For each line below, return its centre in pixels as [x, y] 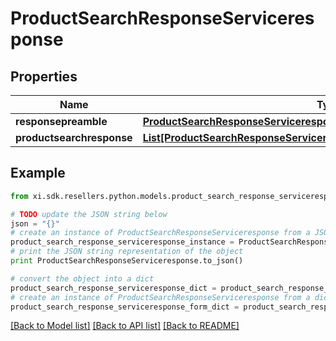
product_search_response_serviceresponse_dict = [113, 288]
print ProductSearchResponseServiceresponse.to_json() [127, 261]
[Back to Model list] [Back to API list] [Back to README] [125, 326]
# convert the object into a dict [82, 278]
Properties [44, 76]
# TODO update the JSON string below [89, 214]
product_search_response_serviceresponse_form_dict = [125, 307]
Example [38, 173]
